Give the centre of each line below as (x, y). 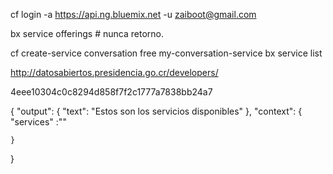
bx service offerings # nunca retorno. (87, 33)
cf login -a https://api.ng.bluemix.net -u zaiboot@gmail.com (133, 14)
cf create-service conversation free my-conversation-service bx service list (166, 53)
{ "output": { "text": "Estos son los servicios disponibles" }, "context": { (156, 111)
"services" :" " (38, 122)
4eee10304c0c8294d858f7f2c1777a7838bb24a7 (111, 92)
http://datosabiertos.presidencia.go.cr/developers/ (114, 72)
